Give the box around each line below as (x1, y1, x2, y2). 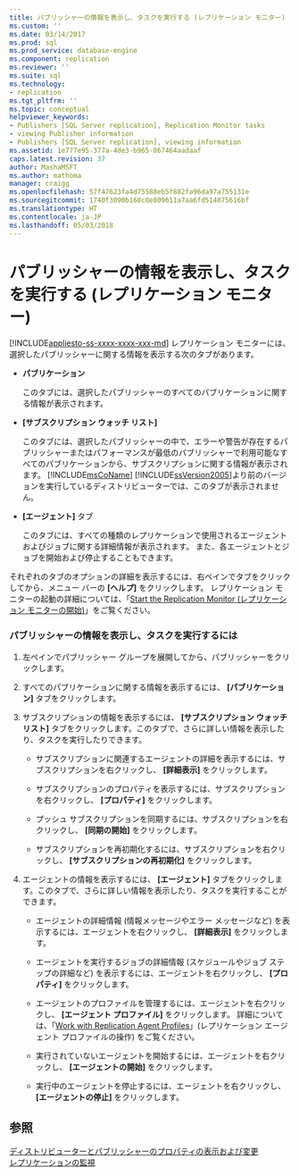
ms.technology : (9, 80, 66, 88)
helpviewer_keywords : (9, 113, 90, 122)
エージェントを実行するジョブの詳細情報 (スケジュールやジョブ (35, 956, 268, 967)
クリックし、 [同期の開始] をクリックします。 (35, 824, 203, 836)
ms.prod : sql (9, 38, 58, 47)
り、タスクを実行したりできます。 (21, 734, 147, 744)
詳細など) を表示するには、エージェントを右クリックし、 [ (59, 967, 273, 979)
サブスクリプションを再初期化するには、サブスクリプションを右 (35, 844, 270, 854)
